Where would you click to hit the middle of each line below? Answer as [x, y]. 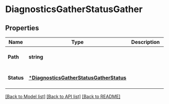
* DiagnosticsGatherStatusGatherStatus [77, 78]
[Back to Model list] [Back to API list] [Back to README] [63, 96]
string [36, 57]
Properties [22, 28]
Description [145, 42]
